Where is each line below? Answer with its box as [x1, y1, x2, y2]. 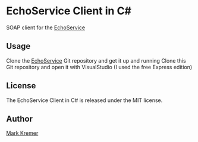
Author [6, 113, 33, 124]
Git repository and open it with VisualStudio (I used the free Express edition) [6, 63, 193, 70]
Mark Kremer [6, 129, 39, 137]
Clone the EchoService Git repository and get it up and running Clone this [6, 57, 186, 64]
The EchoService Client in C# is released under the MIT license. [6, 97, 163, 104]
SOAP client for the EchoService [6, 24, 85, 31]
